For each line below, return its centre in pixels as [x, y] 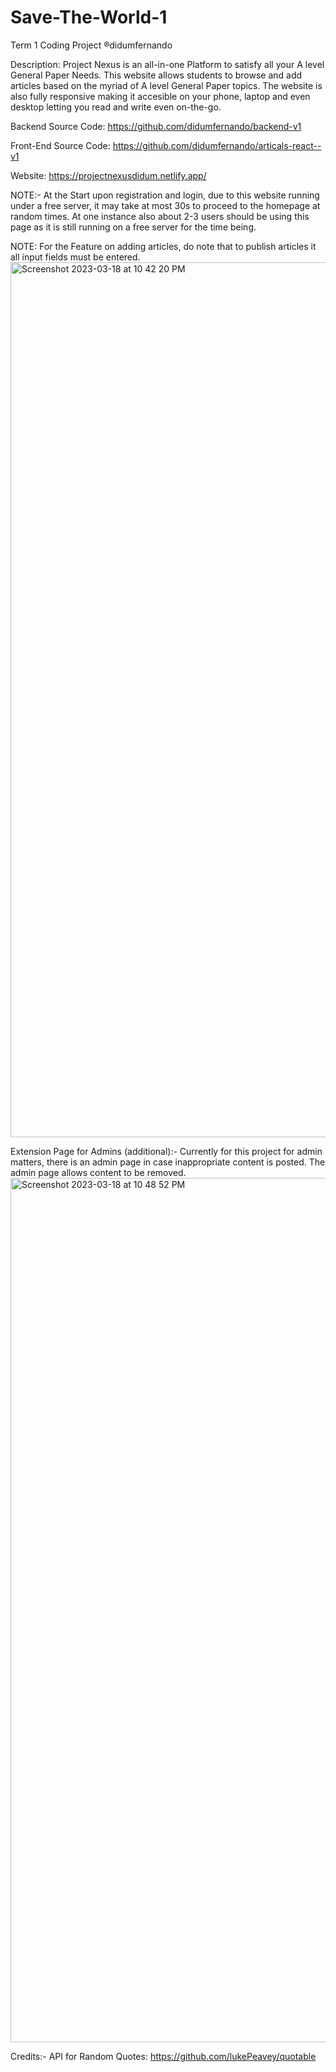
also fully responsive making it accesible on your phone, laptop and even [160, 96]
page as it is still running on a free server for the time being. [133, 227]
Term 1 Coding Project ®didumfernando [91, 45]
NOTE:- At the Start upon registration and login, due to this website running [165, 195]
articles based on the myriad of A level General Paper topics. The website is [166, 85]
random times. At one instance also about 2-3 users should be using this [160, 216]
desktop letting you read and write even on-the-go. [116, 107]
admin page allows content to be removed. [98, 1172]
